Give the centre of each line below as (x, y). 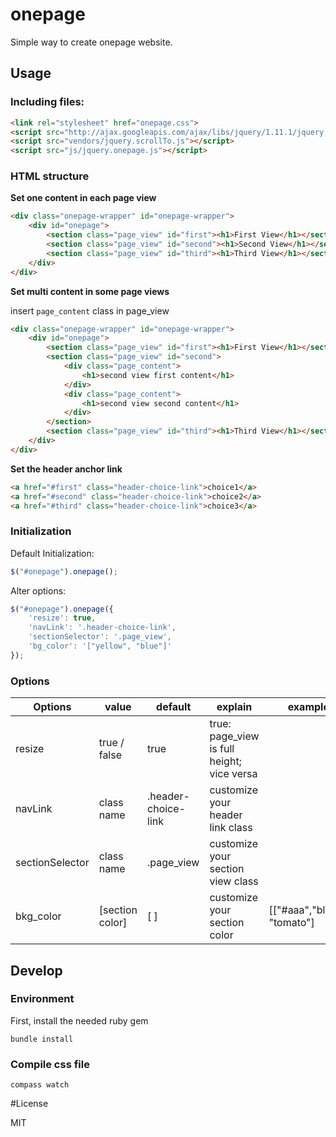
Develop (36, 970)
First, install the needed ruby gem (79, 1020)
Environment (42, 999)
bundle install (42, 1039)
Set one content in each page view (83, 198)
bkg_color (38, 916)
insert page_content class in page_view (90, 310)
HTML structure (50, 176)
